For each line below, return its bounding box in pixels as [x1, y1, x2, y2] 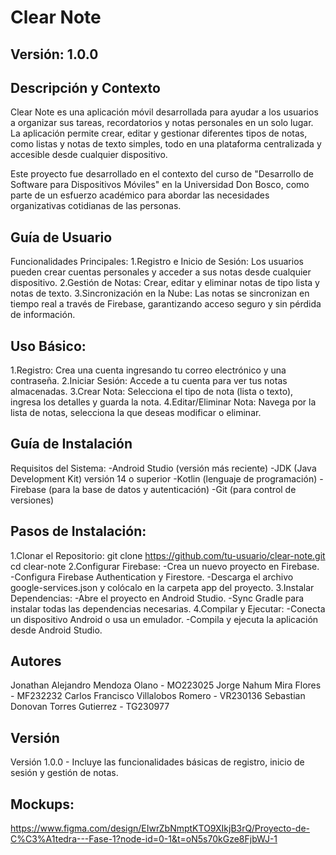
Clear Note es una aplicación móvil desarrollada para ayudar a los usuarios [10, 106, 319, 118]
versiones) [10, 494, 55, 506]
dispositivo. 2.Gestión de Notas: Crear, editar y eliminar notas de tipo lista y [10, 277, 320, 289]
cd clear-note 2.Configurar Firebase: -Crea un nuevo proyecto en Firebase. [10, 560, 320, 572]
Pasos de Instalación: [10, 523, 147, 540]
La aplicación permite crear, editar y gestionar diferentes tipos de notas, [10, 127, 308, 140]
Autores [10, 653, 62, 670]
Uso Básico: [10, 337, 87, 355]
